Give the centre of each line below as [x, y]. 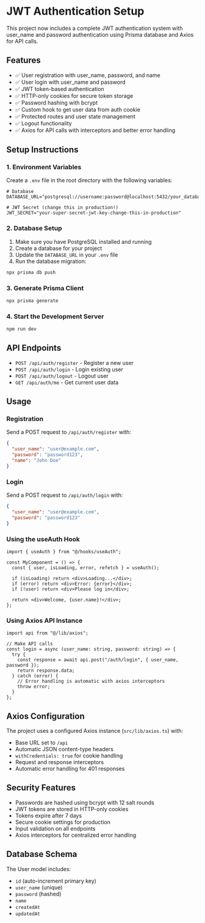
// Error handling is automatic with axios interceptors [91, 682]
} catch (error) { [35, 676]
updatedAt [28, 914]
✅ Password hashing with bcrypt [56, 103]
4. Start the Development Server [55, 316]
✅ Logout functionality [43, 123]
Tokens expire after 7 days [49, 815]
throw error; [34, 687]
